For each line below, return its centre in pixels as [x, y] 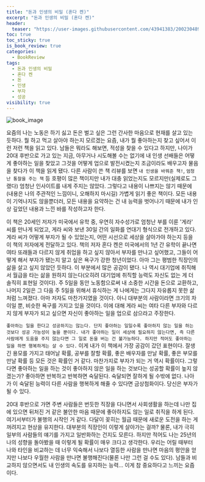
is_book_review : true [34, 46]
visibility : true [28, 102]
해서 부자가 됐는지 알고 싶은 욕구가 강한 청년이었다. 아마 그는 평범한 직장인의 [108, 260]
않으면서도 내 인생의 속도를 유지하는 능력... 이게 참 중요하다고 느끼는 [103, 465]
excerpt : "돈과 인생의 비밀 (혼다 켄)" [51, 18]
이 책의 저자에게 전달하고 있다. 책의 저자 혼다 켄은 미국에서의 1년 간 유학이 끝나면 [102, 244]
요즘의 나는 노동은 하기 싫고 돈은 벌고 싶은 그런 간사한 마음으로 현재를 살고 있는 [100, 132]
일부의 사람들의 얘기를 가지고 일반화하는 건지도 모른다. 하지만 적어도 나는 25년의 [102, 434]
